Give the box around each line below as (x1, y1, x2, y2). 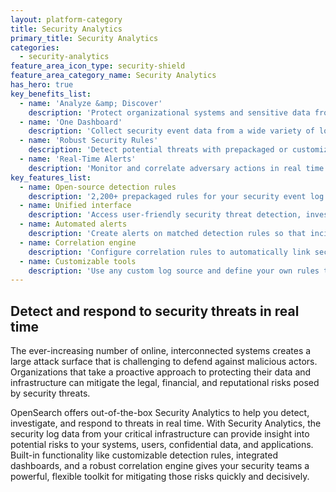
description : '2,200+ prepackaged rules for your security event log (28, 191, 325, 201)
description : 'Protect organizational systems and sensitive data (28, 107, 311, 118)
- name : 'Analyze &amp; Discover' (19, 98, 163, 108)
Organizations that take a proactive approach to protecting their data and (10, 366, 312, 378)
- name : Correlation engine (19, 237, 137, 248)
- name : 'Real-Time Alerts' (19, 154, 137, 164)
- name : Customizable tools (19, 256, 137, 266)
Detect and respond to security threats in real (10, 302, 300, 320)
